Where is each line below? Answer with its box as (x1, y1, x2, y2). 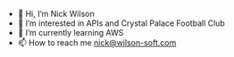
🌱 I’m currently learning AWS (17, 28, 124, 37)
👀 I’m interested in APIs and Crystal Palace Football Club (17, 18, 225, 28)
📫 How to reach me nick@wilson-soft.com (17, 37, 177, 48)
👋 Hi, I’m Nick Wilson (17, 9, 96, 19)
